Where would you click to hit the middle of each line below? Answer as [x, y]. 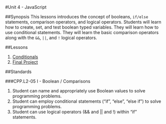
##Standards [18, 72]
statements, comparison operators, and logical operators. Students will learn [83, 22]
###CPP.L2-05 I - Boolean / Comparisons [48, 81]
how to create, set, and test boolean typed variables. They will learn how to [82, 27]
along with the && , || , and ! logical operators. [51, 38]
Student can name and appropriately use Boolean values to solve [79, 91]
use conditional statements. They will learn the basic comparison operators [82, 32]
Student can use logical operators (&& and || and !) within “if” [75, 112]
